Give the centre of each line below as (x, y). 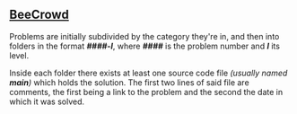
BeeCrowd (39, 15)
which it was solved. (47, 101)
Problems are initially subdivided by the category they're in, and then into (144, 36)
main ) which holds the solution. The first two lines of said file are (129, 82)
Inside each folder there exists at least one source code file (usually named (148, 73)
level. (19, 55)
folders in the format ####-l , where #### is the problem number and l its (145, 46)
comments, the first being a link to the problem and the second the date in (146, 92)
